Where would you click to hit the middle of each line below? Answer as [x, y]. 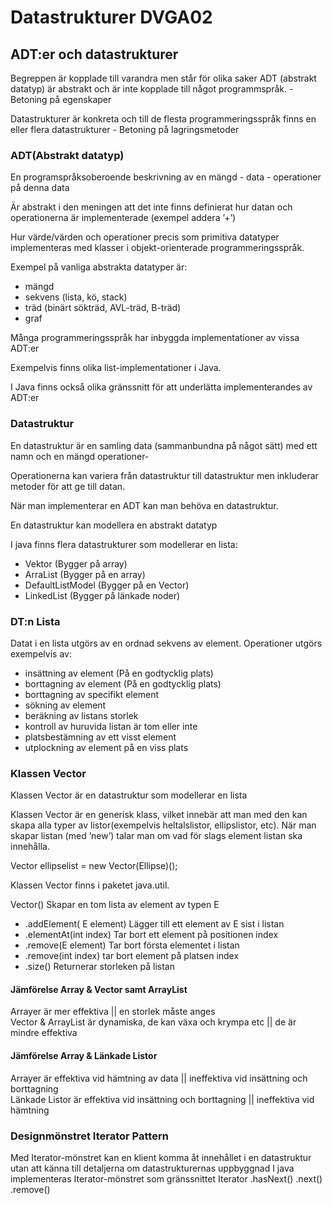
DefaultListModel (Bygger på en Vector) [107, 585]
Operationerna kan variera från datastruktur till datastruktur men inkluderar [164, 475]
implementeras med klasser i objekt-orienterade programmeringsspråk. [157, 248]
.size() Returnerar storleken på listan [100, 967]
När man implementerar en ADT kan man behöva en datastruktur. [144, 505]
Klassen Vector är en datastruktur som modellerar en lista [129, 795]
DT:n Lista [35, 621]
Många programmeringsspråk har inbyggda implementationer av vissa [155, 338]
